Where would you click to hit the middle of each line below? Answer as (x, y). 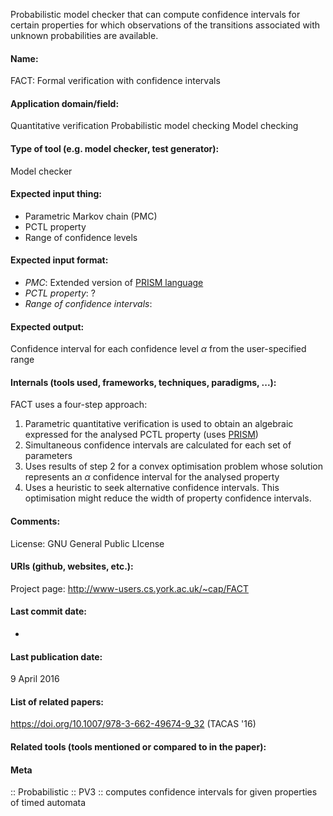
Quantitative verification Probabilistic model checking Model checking (154, 126)
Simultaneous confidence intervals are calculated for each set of (158, 445)
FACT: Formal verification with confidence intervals (115, 81)
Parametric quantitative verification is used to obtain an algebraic (159, 424)
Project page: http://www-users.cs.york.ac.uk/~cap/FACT (130, 588)
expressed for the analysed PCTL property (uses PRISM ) (141, 435)
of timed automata (48, 803)
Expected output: (47, 326)
